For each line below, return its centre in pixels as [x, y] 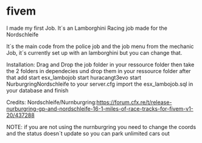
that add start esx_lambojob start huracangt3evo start [74, 77]
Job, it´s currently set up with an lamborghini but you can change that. [94, 52]
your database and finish [37, 90]
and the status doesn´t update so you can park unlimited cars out [88, 133]
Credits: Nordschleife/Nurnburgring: [52, 102]
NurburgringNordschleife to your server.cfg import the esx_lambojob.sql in [100, 84]
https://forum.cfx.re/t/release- [134, 102]
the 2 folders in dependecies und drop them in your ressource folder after [99, 71]
